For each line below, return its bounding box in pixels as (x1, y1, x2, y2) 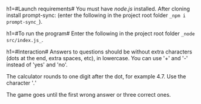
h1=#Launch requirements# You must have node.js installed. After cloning (6, 5, 190, 12)
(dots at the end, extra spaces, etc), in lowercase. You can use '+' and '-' (6, 55, 188, 61)
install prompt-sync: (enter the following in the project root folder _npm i (6, 12, 186, 19)
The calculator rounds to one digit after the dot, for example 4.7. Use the (6, 73, 186, 80)
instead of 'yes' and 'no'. (6, 61, 68, 68)
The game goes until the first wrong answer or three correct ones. (6, 91, 171, 98)
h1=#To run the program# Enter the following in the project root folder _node (6, 30, 195, 37)
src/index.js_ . (6, 36, 44, 43)
